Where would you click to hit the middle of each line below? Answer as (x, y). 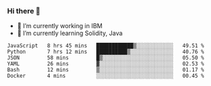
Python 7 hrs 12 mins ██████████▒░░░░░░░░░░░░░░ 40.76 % (106, 52)
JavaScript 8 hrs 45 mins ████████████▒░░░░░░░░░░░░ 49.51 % (106, 46)
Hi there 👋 (24, 11)
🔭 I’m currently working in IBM (60, 26)
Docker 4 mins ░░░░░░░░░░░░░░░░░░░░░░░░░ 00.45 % (106, 76)
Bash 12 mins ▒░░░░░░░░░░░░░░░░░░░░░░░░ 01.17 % (106, 70)
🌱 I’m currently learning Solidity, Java (70, 33)
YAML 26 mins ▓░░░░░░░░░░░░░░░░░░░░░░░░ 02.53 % (106, 64)
